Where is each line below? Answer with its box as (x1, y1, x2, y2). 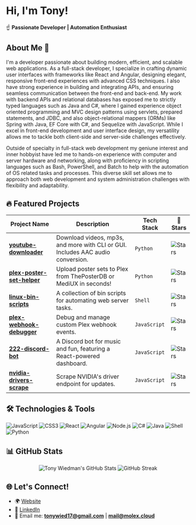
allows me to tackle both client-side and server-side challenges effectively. (6, 133, 187, 140)
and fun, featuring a (56, 344, 110, 352)
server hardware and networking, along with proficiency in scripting (6, 157, 169, 164)
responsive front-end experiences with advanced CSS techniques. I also (6, 77, 180, 84)
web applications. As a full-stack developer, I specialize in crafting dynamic (6, 64, 187, 71)
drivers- (9, 376, 33, 384)
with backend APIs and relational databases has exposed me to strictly (6, 95, 176, 103)
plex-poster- (9, 268, 48, 276)
